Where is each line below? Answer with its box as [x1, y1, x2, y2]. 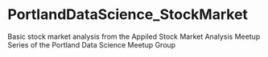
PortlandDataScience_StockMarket [7, 6, 249, 24]
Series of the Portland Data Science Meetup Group [7, 40, 176, 49]
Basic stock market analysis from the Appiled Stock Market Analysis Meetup [7, 32, 261, 41]
